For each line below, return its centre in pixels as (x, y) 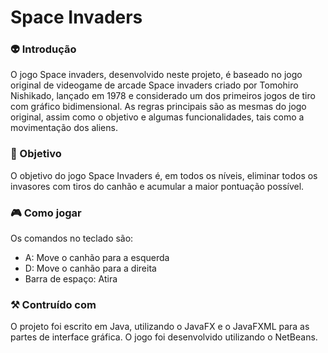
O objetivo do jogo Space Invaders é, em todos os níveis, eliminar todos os (164, 175)
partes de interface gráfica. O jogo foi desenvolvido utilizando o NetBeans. (164, 337)
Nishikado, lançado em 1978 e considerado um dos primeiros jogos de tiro (163, 96)
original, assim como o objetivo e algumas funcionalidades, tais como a (157, 117)
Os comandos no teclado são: (72, 238)
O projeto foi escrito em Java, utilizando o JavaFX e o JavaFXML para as (160, 327)
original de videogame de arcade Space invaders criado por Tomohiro (154, 85)
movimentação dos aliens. (64, 128)
